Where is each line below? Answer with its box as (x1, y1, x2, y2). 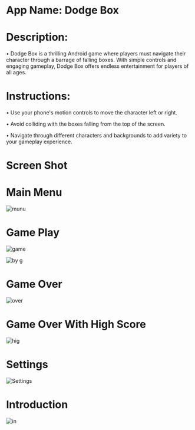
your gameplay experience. (6, 138, 72, 145)
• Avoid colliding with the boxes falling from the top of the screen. (6, 120, 166, 127)
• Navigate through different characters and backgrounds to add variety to (6, 132, 187, 139)
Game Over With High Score (6, 318, 146, 331)
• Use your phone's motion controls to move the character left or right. (6, 109, 178, 116)
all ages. (6, 69, 27, 76)
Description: (6, 31, 68, 44)
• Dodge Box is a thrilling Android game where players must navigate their (6, 50, 186, 57)
